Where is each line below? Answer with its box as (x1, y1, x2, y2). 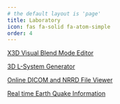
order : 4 (7, 29, 33, 37)
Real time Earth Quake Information (7, 89, 106, 98)
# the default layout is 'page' (7, 10, 101, 17)
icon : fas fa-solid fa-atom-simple (7, 23, 111, 30)
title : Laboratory (7, 17, 61, 24)
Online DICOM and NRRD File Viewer (7, 76, 113, 84)
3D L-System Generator (7, 62, 75, 70)
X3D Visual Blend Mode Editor (7, 49, 94, 57)
